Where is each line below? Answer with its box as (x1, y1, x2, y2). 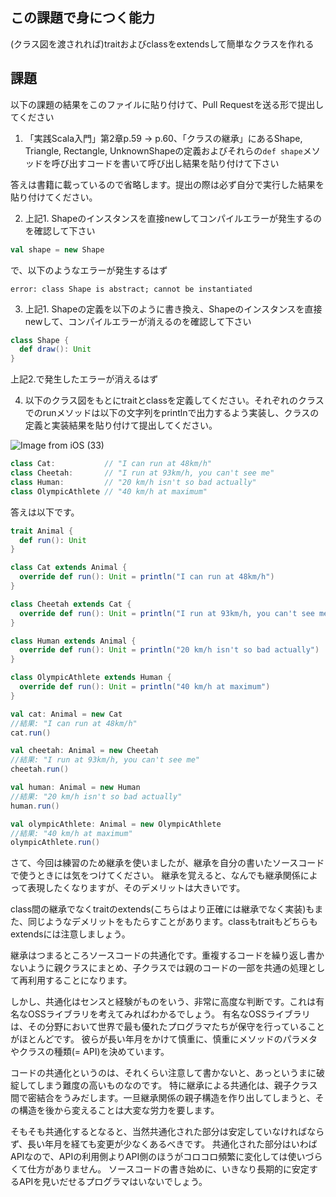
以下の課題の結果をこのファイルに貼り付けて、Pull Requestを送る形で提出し (10, 98, 325, 110)
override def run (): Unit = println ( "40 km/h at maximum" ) (19, 682, 271, 692)
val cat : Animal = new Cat (10, 709, 123, 719)
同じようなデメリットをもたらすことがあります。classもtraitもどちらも (27, 916, 318, 928)
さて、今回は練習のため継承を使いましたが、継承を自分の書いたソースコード (10, 857, 325, 869)
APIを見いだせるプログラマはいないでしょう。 (18, 1176, 208, 1188)
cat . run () (10, 728, 52, 738)
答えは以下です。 (10, 506, 80, 518)
